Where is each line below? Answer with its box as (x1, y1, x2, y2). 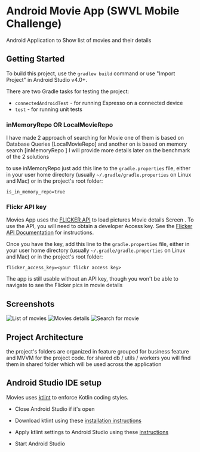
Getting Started (6, 54, 65, 64)
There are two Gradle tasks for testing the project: (6, 88, 130, 95)
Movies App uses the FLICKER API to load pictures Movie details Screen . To (6, 216, 194, 223)
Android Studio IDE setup (6, 378, 102, 388)
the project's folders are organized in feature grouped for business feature (6, 348, 189, 355)
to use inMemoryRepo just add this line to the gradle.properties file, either (6, 165, 191, 172)
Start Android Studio (14, 440, 66, 447)
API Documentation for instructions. (6, 229, 94, 236)
